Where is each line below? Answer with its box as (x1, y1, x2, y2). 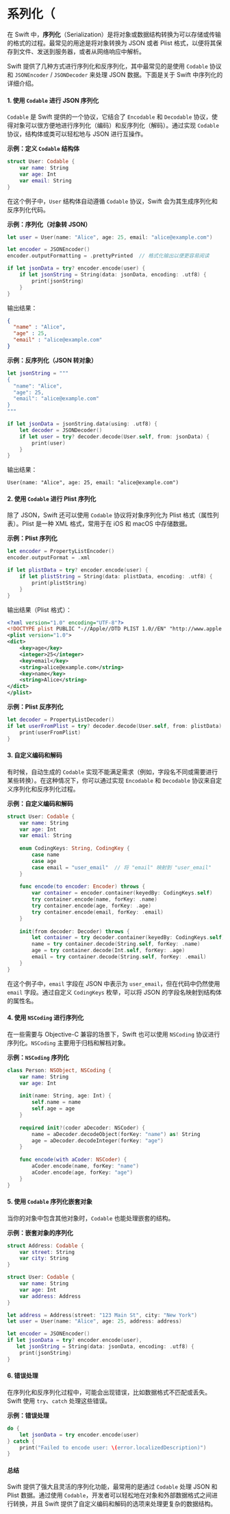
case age (31, 857, 57, 864)
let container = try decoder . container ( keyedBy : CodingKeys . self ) (31, 934, 225, 941)
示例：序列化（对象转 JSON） (7, 220, 92, 228)
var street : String (19, 1249, 75, 1255)
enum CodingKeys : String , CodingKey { (19, 845, 130, 852)
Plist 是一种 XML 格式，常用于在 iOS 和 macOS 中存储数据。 (21, 519, 192, 528)
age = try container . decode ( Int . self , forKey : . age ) (31, 947, 186, 954)
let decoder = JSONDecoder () (19, 427, 103, 434)
